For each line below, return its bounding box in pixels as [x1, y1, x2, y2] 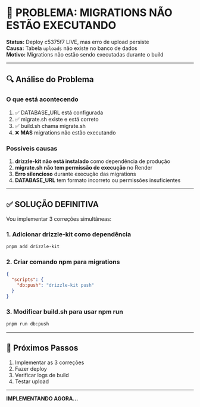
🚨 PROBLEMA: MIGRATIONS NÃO [6, 6, 173, 20]
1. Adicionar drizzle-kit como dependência [6, 230, 132, 238]
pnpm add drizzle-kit [6, 244, 60, 250]
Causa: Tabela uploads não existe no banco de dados [6, 45, 138, 52]
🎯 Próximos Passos [6, 343, 79, 353]
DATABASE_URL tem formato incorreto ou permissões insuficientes [14, 176, 181, 184]
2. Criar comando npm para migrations [6, 258, 120, 266]
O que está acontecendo [6, 95, 79, 104]
